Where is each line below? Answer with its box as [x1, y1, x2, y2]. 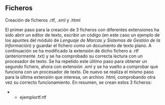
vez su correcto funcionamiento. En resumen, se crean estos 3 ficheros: [5, 79, 152, 85]
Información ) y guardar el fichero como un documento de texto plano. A [5, 42, 152, 49]
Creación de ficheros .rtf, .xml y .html [5, 17, 81, 23]
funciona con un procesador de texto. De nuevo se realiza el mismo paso [5, 69, 154, 75]
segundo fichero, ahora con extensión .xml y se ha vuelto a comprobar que [5, 63, 158, 69]
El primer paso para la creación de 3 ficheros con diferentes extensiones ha [5, 27, 160, 33]
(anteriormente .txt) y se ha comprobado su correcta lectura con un [5, 53, 143, 59]
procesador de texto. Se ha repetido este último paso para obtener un [5, 58, 147, 64]
